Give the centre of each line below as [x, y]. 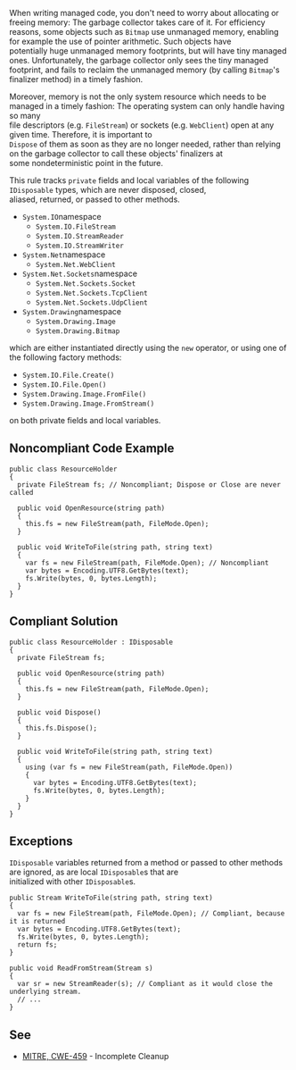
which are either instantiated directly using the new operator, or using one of [148, 348]
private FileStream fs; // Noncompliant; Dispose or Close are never [149, 485]
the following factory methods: [66, 357]
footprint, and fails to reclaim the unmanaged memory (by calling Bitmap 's [144, 70]
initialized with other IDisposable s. [73, 882]
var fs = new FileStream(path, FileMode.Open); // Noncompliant [147, 563]
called [21, 492]
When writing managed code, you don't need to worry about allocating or [144, 13]
